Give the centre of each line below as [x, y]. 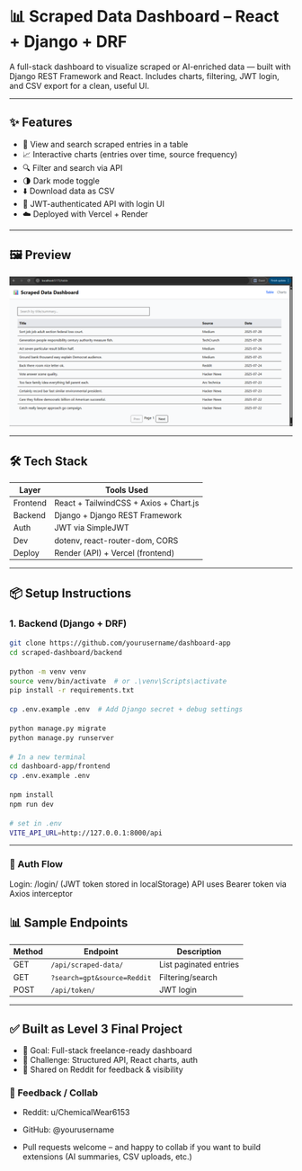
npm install [31, 795]
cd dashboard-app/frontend [60, 766]
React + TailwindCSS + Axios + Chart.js [127, 503]
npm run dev [31, 804]
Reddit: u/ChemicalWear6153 [76, 1113]
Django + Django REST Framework [118, 515]
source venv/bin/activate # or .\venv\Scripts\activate [118, 681]
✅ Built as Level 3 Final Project [96, 1028]
